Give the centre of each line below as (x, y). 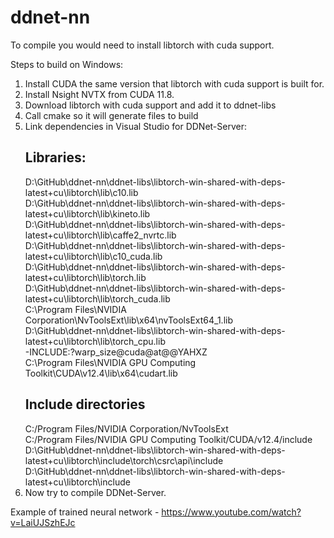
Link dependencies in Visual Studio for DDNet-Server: (135, 126)
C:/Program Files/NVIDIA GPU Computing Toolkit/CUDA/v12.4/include (168, 439)
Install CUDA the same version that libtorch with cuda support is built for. (174, 83)
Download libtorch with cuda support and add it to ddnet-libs (150, 105)
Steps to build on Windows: (67, 64)
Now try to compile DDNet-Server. (95, 492)
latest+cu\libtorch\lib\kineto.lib (87, 213)
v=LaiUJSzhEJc (43, 522)
